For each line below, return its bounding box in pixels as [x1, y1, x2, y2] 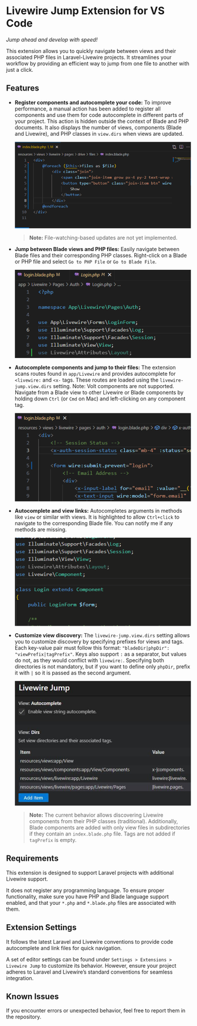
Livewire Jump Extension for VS [6, 4, 165, 18]
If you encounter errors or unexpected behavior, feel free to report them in [6, 1007, 186, 1014]
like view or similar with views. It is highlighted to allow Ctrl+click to [14, 513, 180, 521]
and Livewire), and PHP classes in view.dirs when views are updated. [14, 130, 184, 137]
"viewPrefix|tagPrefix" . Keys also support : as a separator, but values [14, 651, 187, 658]
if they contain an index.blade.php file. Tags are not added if [29, 830, 176, 837]
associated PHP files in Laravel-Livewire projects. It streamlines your [6, 54, 172, 61]
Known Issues [6, 991, 59, 1001]
